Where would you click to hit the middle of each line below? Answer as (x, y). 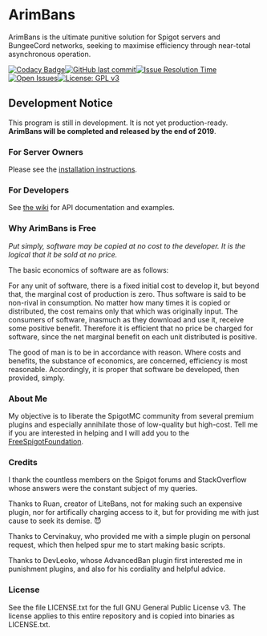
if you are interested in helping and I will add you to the (99, 433)
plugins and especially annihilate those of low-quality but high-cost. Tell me (133, 424)
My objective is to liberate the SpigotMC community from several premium (131, 415)
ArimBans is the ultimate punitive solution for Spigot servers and (114, 37)
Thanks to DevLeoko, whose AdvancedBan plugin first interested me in (125, 561)
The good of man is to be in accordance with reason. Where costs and (125, 352)
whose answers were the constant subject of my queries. (103, 488)
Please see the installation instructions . (73, 169)
